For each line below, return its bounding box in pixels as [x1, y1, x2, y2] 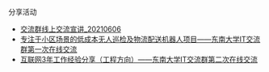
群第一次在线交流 [19, 44, 78, 54]
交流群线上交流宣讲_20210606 [19, 24, 121, 34]
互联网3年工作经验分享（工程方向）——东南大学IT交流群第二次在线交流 [19, 55, 258, 64]
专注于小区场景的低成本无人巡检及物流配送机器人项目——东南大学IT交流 [19, 35, 261, 44]
